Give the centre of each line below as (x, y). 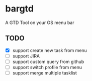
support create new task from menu (50, 50)
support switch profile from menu (47, 67)
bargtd (20, 9)
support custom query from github (48, 61)
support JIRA (26, 56)
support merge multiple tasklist (44, 73)
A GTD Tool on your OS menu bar (40, 22)
